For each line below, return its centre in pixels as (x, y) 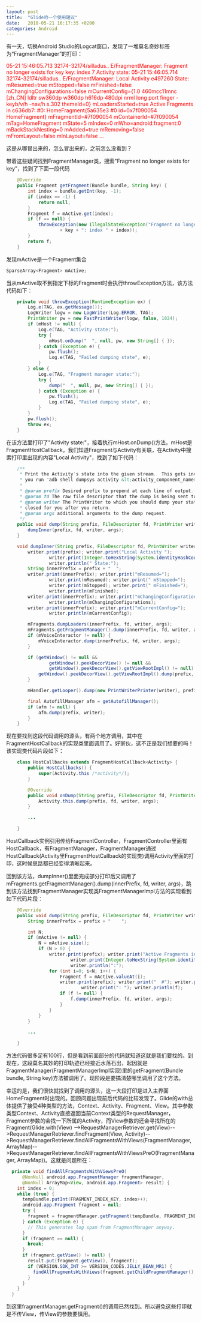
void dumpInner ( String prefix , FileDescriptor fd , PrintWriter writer (107, 546)
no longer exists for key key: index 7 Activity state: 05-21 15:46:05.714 (92, 72)
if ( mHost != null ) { (55, 324)
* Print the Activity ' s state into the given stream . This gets (103, 474)
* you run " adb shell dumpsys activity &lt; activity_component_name (107, 480)
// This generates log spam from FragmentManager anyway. (101, 1227)
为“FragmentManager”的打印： (45, 54)
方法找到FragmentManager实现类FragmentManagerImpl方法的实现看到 (104, 891)
